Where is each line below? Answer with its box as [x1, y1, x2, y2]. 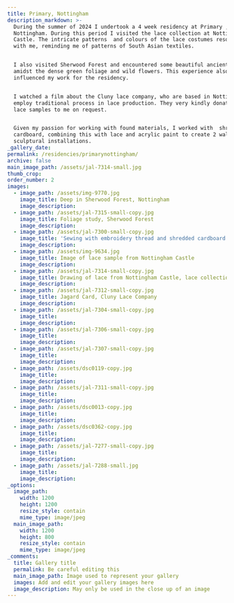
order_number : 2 [7, 177, 54, 184]
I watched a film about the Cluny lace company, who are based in [13, 93, 210, 100]
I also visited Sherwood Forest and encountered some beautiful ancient [13, 61, 229, 68]
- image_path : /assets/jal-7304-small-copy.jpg [13, 306, 155, 313]
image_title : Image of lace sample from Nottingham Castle [19, 254, 195, 262]
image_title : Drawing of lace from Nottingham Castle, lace [19, 274, 198, 281]
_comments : [7, 553, 39, 560]
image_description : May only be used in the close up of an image [13, 586, 210, 593]
